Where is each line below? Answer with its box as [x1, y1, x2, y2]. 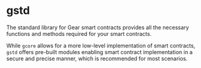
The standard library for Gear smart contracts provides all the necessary [6, 24, 189, 31]
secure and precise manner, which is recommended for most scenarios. [6, 55, 188, 62]
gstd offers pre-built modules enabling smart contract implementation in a [6, 48, 193, 55]
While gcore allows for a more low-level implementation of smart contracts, [6, 42, 195, 49]
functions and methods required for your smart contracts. [6, 30, 152, 37]
